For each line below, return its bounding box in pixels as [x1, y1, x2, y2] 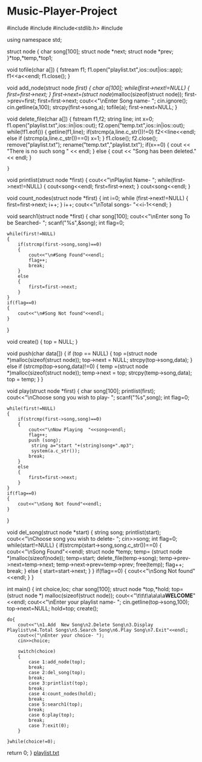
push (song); [28, 437, 62, 443]
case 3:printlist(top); [28, 680, 88, 686]
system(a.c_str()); [31, 447, 80, 454]
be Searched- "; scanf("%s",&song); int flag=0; [7, 219, 125, 226]
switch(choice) [18, 648, 56, 654]
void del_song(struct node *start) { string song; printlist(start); [7, 529, 161, 536]
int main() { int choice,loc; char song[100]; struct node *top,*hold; [7, 585, 171, 592]
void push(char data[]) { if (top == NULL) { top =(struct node [7, 350, 158, 357]
